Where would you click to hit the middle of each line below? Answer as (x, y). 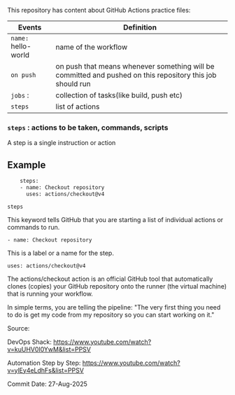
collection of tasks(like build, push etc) (119, 95)
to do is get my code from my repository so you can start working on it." (111, 314)
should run (73, 84)
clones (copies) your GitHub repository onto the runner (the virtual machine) (117, 286)
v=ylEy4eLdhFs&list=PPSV (45, 370)
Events (30, 27)
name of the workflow (92, 47)
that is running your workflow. (50, 293)
